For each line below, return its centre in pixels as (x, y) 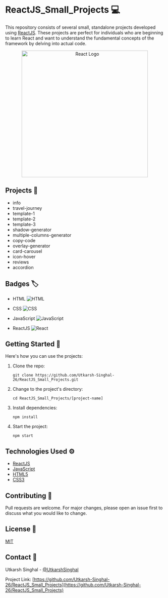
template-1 (24, 213)
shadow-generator (32, 230)
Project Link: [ (20, 579)
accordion (23, 267)
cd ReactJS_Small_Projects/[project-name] (58, 398)
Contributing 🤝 (29, 495)
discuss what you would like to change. (46, 513)
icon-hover (24, 256)
